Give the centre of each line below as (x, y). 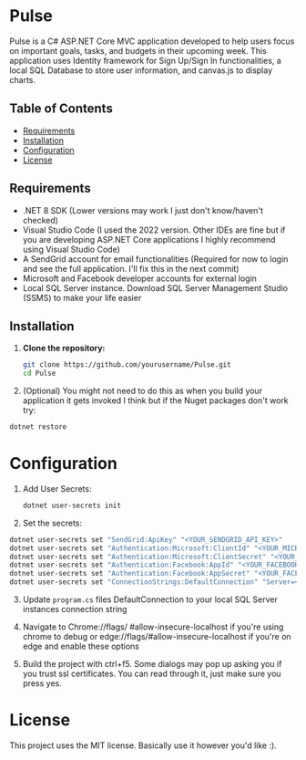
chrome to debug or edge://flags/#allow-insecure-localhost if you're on (157, 637)
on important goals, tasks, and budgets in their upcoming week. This (138, 50)
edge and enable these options (81, 646)
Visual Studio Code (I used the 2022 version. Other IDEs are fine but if (154, 230)
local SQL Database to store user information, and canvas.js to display (141, 70)
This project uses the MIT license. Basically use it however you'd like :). (143, 745)
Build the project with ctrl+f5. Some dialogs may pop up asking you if (152, 664)
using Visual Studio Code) (71, 249)
